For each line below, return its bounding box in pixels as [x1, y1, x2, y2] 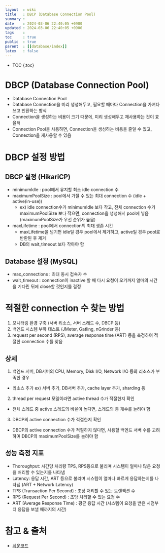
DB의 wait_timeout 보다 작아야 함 [19, 241, 85, 247]
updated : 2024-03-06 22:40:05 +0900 [5, 26, 83, 31]
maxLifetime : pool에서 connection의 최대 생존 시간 [12, 223, 113, 229]
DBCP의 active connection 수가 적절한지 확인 [12, 417, 101, 422]
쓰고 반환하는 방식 [12, 108, 47, 114]
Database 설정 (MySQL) [5, 257, 78, 266]
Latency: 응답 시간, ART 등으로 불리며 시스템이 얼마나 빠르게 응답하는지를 [12, 475, 154, 481]
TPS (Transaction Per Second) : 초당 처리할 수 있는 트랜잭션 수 [12, 487, 135, 494]
